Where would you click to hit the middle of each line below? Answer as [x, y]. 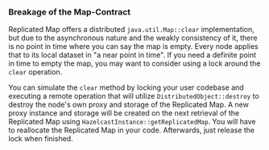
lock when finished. [41, 139]
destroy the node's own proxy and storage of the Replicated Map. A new [129, 105]
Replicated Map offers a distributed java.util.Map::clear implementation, [132, 30]
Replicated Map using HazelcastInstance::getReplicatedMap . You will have [132, 122]
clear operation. [35, 72]
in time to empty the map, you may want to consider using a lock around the [134, 63]
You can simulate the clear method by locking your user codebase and [126, 87]
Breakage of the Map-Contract [70, 12]
